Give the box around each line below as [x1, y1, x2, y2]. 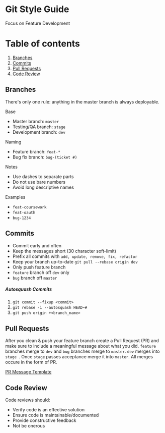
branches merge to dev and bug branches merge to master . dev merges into [5, 348, 160, 354]
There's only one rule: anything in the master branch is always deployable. [5, 98, 159, 104]
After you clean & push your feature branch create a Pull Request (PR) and [5, 338, 159, 344]
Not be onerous [12, 423, 45, 429]
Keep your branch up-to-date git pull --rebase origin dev [12, 258, 138, 264]
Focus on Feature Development [5, 20, 70, 26]
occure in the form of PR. [5, 359, 57, 365]
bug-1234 [12, 215, 31, 221]
